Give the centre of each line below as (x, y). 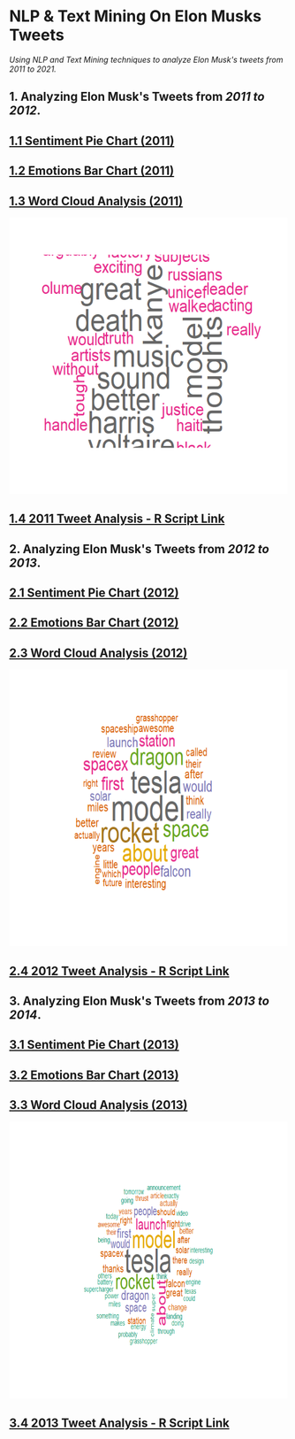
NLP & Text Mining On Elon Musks (136, 16)
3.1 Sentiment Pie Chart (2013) (94, 1045)
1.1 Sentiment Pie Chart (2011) (92, 140)
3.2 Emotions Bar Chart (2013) (94, 1075)
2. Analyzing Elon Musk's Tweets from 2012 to (139, 549)
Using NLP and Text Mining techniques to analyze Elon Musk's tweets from (147, 59)
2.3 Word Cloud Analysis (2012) (98, 653)
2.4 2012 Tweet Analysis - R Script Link (119, 971)
